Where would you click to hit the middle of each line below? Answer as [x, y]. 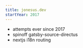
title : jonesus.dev [26, 10]
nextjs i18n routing [32, 40]
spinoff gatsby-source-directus [45, 34]
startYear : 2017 [22, 15]
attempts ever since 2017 [39, 29]
